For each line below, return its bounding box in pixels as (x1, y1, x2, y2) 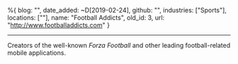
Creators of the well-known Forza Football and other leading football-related (7, 41, 231, 49)
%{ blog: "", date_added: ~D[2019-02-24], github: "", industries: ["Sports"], (7, 6, 227, 14)
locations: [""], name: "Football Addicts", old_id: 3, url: (7, 13, 165, 22)
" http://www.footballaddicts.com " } (7, 21, 110, 29)
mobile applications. (7, 49, 66, 57)
